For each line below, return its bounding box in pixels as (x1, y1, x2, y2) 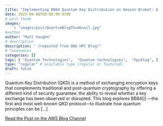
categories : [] (5, 52, 36, 58)
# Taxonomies (5, 48, 32, 53)
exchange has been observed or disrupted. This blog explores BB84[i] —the (5, 96, 159, 101)
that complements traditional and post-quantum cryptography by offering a (5, 85, 156, 91)
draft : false (5, 67, 32, 72)
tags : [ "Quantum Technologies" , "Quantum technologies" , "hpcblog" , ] (5, 57, 159, 62)
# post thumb (5, 16, 32, 21)
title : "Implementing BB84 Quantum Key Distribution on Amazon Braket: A (5, 7, 159, 12)
